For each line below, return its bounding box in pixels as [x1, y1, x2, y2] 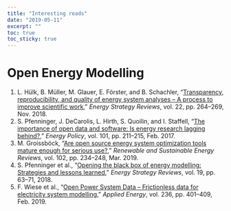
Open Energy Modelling [7, 65, 144, 81]
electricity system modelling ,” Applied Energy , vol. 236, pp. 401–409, [16, 190, 213, 199]
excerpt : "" [7, 23, 41, 30]
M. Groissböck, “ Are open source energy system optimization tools [16, 139, 207, 148]
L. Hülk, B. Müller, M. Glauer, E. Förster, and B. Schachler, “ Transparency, [16, 88, 224, 96]
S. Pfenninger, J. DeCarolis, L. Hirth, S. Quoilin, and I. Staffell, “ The [16, 118, 205, 126]
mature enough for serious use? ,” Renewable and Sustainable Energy [16, 146, 214, 155]
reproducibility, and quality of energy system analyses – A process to [16, 96, 213, 104]
